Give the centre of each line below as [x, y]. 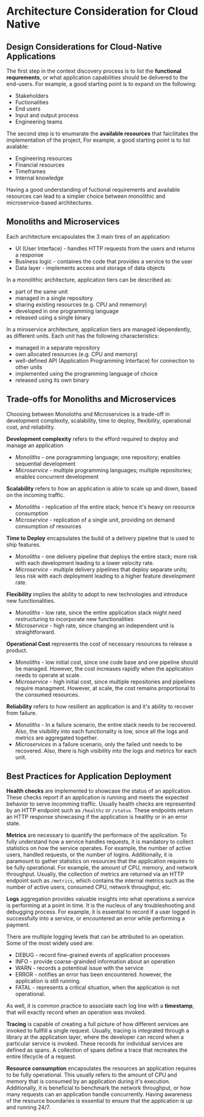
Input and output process [47, 115]
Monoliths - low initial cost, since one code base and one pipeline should [106, 662]
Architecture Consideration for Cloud [102, 11]
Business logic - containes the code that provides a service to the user [104, 261]
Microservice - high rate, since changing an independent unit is [95, 625]
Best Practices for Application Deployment [89, 777]
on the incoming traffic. [36, 495]
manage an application [35, 445]
